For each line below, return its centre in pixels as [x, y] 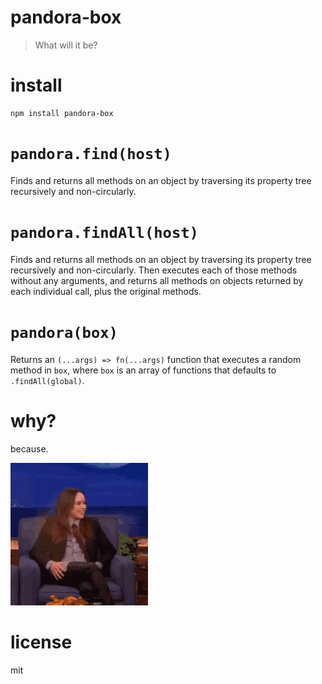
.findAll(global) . [47, 380]
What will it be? [66, 45]
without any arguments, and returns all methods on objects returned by [157, 280]
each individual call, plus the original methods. [106, 291]
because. [29, 448]
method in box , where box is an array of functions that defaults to [143, 370]
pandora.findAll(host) [104, 233]
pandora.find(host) [91, 154]
